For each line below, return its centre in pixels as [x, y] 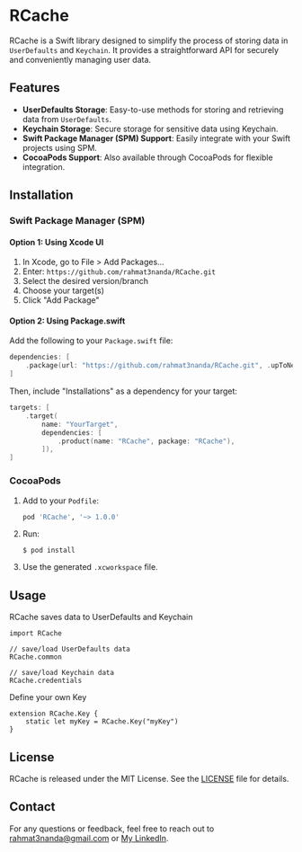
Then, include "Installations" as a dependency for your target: [124, 391]
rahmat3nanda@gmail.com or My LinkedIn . [89, 838]
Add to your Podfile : [60, 501]
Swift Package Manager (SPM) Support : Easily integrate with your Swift [156, 138]
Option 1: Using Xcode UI [57, 242]
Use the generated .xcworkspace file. [90, 567]
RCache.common [36, 657]
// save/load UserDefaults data [70, 649]
